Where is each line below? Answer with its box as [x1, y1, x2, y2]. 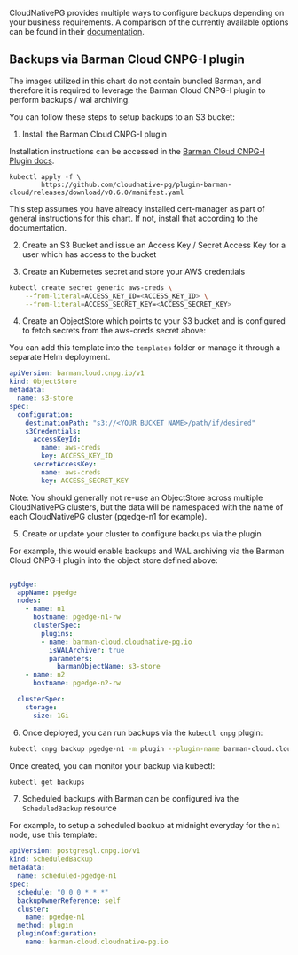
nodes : [17, 596, 42, 606]
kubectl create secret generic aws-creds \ [9, 283, 173, 292]
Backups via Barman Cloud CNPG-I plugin [9, 52, 246, 67]
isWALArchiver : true [48, 646, 125, 654]
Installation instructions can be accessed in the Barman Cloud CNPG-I [9, 145, 266, 156]
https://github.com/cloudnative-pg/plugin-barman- [41, 180, 232, 189]
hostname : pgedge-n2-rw [32, 678, 122, 688]
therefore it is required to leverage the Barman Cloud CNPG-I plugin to [9, 84, 266, 96]
